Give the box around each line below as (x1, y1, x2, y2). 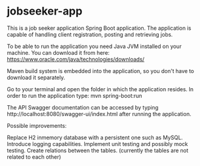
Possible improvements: (7, 122, 67, 129)
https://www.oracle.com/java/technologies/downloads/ (7, 55, 145, 63)
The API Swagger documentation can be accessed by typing (7, 103, 159, 111)
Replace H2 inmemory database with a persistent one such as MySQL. (7, 134, 183, 141)
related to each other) (7, 153, 61, 161)
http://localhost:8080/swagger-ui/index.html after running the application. (7, 110, 192, 117)
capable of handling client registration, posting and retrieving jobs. (7, 30, 173, 38)
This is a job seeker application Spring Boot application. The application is (7, 24, 192, 32)
